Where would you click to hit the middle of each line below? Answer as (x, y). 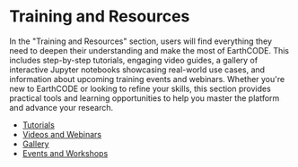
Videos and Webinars (61, 134)
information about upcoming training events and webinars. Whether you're (147, 79)
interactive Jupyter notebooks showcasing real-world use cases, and (137, 70)
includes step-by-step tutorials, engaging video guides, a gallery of (134, 60)
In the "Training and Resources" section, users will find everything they (140, 41)
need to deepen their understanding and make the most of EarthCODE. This (149, 50)
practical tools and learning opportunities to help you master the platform (145, 98)
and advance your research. (61, 107)
